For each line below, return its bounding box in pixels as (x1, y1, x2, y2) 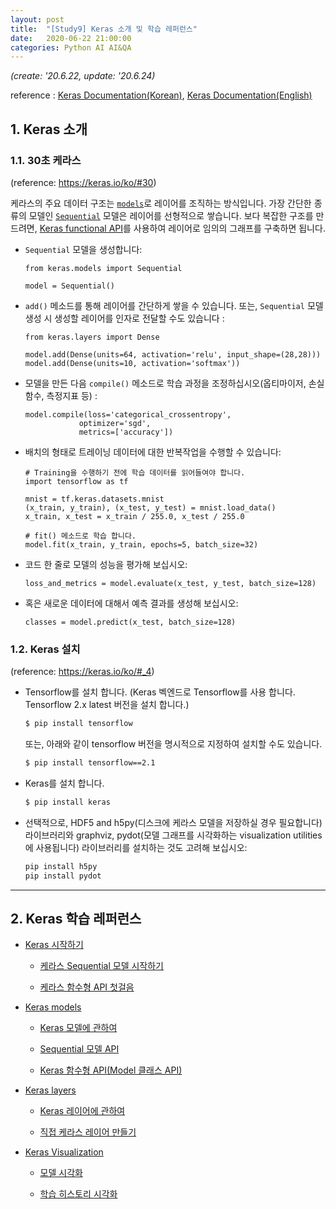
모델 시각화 (39, 1167, 83, 1179)
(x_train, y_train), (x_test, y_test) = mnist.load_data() (24, 502, 277, 513)
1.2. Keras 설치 (10, 642, 81, 656)
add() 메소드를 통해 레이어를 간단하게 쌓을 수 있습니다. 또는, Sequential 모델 (24, 299, 324, 311)
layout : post (10, 14, 65, 25)
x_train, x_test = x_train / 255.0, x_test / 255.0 (24, 511, 245, 521)
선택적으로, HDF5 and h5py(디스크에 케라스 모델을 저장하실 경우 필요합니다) (24, 816, 323, 828)
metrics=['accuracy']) (78, 427, 174, 437)
